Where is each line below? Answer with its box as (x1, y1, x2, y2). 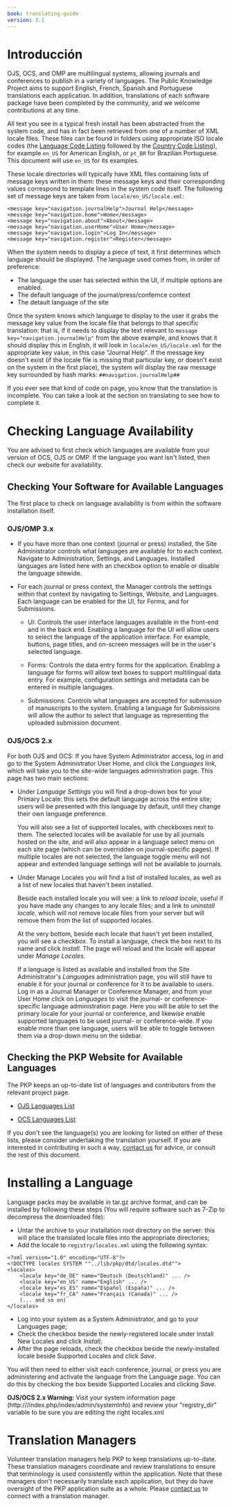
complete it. (7, 399, 42, 407)
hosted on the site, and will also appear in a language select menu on (17, 837, 215, 846)
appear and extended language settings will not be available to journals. (17, 859, 223, 868)
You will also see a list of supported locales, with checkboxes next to (17, 823, 214, 831)
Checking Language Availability (7, 423, 194, 439)
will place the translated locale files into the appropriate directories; (17, 1233, 210, 1241)
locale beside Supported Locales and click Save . (17, 1352, 157, 1360)
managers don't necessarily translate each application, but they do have (7, 1477, 213, 1486)
